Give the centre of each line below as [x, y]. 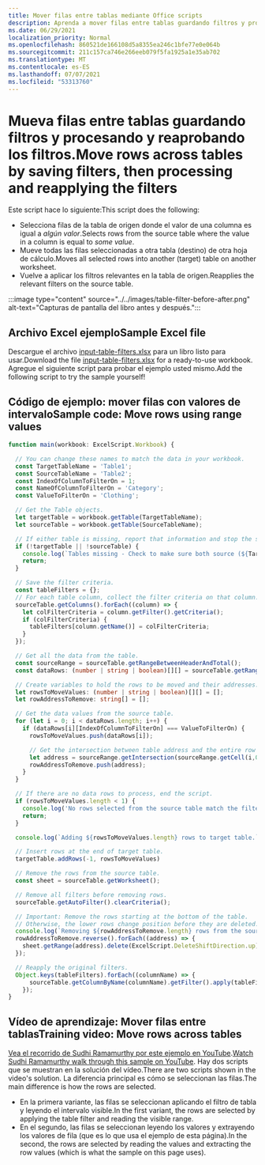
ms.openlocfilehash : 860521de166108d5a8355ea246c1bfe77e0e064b [114, 45]
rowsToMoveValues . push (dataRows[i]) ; [91, 736]
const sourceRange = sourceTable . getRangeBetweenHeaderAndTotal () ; [129, 663]
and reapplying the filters [93, 188]
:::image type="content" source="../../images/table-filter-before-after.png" [129, 299]
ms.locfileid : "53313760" [50, 81]
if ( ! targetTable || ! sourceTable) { [77, 547]
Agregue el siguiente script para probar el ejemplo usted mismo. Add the [125, 369]
